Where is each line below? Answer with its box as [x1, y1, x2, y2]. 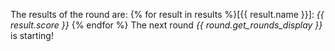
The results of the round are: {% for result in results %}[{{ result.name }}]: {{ [10, 9, 325, 20]
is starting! [10, 30, 54, 41]
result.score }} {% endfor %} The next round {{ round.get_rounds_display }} [10, 19, 323, 31]
